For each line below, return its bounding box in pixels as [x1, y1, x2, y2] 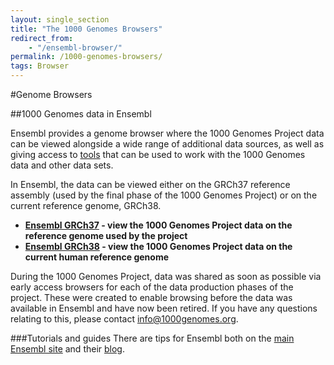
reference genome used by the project [24, 230, 188, 241]
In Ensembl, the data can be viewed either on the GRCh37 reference [10, 179, 291, 190]
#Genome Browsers [10, 89, 93, 100]
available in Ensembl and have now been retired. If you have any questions [10, 302, 318, 314]
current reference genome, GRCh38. [10, 200, 162, 211]
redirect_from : [10, 33, 74, 43]
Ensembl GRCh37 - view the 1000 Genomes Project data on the [24, 219, 293, 231]
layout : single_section [10, 14, 110, 25]
